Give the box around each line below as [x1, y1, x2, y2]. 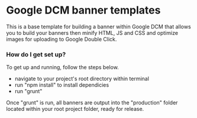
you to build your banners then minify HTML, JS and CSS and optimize [6, 29, 179, 36]
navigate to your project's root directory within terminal [14, 75, 150, 83]
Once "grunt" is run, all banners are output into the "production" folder [6, 99, 178, 106]
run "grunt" [14, 88, 43, 95]
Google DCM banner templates [6, 4, 161, 17]
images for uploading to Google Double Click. [6, 35, 117, 42]
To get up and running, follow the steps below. [6, 64, 120, 71]
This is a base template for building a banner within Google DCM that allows [6, 23, 191, 30]
